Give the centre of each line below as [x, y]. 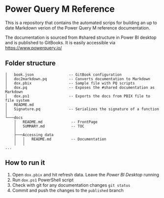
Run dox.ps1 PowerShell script [43, 180]
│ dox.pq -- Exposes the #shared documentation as [80, 87]
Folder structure [30, 63]
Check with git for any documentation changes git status [71, 185]
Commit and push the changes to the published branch [68, 190]
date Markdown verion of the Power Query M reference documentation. [78, 28]
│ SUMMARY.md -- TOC [49, 126]
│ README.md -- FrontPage [56, 122]
